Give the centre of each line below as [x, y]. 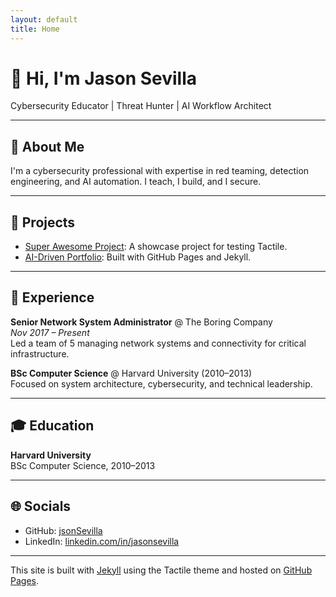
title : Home [35, 29]
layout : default [44, 19]
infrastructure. [40, 353]
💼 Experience [52, 297]
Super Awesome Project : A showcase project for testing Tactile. [156, 247]
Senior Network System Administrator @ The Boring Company [141, 322]
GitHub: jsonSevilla [63, 530]
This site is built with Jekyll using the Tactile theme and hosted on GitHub [161, 570]
